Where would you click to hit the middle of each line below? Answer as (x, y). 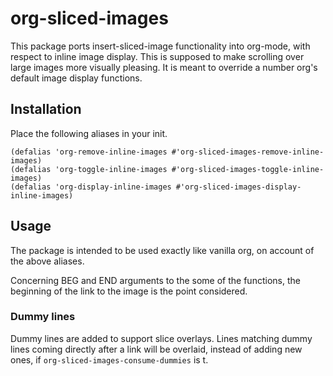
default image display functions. (76, 78)
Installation (46, 109)
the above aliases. (47, 261)
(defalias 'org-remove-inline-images (89, 152)
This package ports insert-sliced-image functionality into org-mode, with (160, 46)
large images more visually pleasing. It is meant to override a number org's (164, 67)
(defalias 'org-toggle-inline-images (89, 169)
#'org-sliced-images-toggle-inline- (248, 169)
